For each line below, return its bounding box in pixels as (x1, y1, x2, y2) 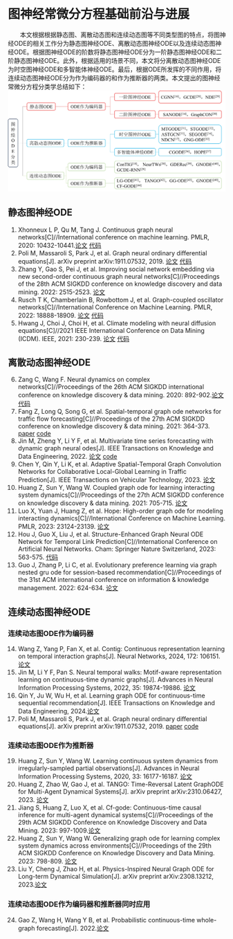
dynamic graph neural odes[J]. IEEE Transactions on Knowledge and (17, 444, 214, 453)
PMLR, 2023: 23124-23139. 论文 (17, 522, 110, 531)
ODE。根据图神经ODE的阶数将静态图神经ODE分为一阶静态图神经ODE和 (13, 48, 216, 56)
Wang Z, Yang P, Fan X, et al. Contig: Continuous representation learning (17, 645, 225, 653)
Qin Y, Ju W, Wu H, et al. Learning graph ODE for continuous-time (17, 691, 206, 700)
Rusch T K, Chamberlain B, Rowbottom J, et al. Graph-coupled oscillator (17, 295, 224, 304)
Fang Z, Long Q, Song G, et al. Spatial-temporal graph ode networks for (17, 408, 222, 416)
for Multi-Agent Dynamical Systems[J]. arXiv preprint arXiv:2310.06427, (17, 787, 223, 796)
